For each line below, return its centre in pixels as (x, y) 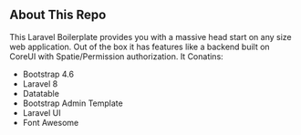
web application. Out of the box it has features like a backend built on (140, 47)
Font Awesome (51, 122)
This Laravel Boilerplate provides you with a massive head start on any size (150, 36)
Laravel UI (42, 112)
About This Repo (58, 15)
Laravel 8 (40, 83)
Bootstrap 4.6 (48, 74)
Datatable (41, 93)
